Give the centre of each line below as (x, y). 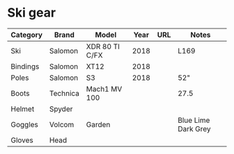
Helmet (23, 109)
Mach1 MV (104, 89)
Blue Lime (194, 120)
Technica (64, 93)
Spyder (61, 109)
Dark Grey (194, 128)
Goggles (24, 124)
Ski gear (32, 13)
